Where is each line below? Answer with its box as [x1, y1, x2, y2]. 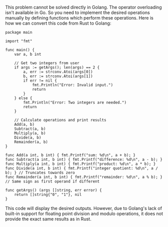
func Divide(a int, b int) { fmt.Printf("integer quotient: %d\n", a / [5, 166, 158, 171]
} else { [14, 96, 33, 101]
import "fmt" [5, 39, 33, 44]
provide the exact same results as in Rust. [5, 216, 92, 222]
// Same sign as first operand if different [5, 179, 100, 184]
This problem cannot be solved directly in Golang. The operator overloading [5, 5, 162, 10]
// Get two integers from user [14, 61, 80, 66]
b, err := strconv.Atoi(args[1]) [23, 74, 93, 79]
